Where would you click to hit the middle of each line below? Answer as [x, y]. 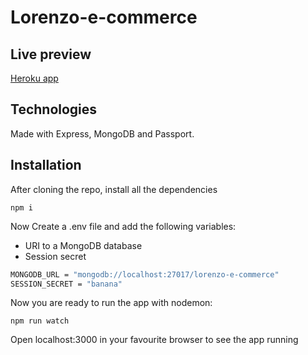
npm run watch [40, 321]
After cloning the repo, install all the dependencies [114, 189]
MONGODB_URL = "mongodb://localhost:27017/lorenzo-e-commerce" [145, 274]
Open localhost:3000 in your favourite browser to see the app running [154, 340]
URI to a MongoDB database [83, 245]
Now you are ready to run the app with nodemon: [111, 303]
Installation [46, 165]
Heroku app [34, 78]
